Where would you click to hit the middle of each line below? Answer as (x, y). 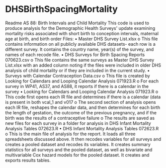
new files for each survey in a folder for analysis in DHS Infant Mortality (78, 123)
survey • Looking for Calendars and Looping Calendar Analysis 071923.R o (82, 91)
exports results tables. (28, 160)
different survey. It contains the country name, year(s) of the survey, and (80, 49)
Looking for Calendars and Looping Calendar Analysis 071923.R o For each (82, 81)
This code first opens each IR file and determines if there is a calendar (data (83, 97)
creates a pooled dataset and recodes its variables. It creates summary (78, 144)
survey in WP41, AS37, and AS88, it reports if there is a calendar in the (77, 86)
